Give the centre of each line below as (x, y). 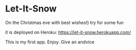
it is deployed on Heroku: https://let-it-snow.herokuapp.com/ (68, 32)
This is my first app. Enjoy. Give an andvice (50, 42)
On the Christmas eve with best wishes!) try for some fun (64, 22)
